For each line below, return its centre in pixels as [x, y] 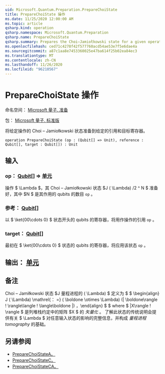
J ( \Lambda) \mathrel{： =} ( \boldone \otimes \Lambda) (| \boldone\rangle [82, 299]
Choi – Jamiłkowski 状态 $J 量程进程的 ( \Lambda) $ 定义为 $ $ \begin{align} [82, 294]
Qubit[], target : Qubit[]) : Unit [41, 144]
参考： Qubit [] [22, 208]
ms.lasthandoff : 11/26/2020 [34, 65]
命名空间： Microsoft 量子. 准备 [37, 110]
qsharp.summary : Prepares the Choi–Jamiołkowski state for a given [76, 42]
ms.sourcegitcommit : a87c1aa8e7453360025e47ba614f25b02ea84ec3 [71, 51]
